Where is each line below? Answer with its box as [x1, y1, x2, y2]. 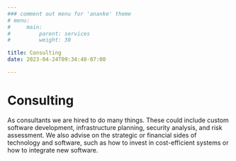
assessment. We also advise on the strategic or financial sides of [7, 131, 197, 139]
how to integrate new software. [7, 145, 99, 154]
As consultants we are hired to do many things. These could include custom [7, 116, 229, 124]
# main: [7, 23, 43, 30]
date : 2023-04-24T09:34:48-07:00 [7, 56, 106, 64]
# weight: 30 [7, 37, 72, 44]
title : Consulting [7, 49, 62, 56]
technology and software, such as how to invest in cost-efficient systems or [7, 138, 229, 147]
